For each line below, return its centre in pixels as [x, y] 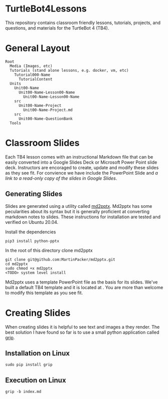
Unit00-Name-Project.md [48, 110]
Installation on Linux [38, 353]
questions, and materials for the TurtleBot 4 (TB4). [57, 28]
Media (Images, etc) [31, 66]
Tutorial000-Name [32, 75]
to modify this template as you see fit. [44, 293]
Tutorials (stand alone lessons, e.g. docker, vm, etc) [69, 70]
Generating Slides [34, 194]
